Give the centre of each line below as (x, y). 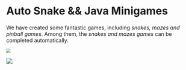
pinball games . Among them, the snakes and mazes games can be (89, 34)
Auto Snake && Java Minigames (87, 11)
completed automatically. (38, 40)
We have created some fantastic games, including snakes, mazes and (93, 28)
